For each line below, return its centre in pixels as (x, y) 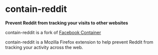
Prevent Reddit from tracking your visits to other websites (67, 23)
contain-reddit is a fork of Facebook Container (53, 32)
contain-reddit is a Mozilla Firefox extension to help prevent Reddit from (79, 42)
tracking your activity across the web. (44, 47)
